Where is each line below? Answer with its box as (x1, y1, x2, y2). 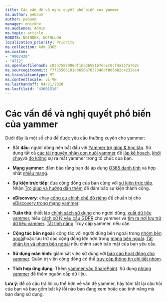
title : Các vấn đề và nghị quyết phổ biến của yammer (5, 7, 120, 12)
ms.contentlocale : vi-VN (5, 77, 57, 82)
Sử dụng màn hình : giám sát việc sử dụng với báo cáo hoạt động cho (12, 250, 155, 256)
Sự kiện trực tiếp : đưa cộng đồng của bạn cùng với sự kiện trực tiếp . (12, 180, 154, 186)
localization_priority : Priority (5, 40, 75, 45)
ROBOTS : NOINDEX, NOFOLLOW (5, 35, 61, 40)
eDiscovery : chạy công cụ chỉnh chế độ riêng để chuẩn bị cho (12, 195, 141, 201)
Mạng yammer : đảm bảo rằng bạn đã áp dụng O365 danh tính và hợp (12, 165, 156, 171)
